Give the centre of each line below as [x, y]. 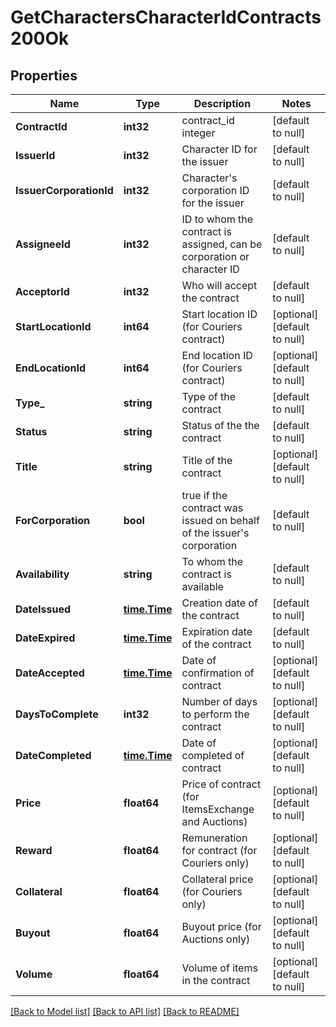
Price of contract [221, 784]
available [202, 586]
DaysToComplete [57, 714]
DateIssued [43, 609]
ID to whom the [217, 219]
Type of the [209, 396]
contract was [212, 508]
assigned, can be [222, 244]
